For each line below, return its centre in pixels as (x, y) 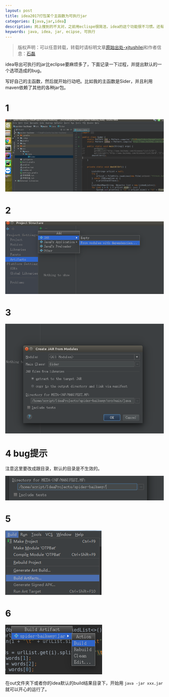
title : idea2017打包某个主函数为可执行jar (46, 16)
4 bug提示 (26, 454)
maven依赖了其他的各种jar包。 (37, 87)
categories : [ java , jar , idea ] (36, 21)
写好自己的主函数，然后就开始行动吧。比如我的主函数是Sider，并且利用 (79, 81)
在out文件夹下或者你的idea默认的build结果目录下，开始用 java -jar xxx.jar (84, 683)
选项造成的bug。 (27, 71)
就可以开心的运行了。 (27, 689)
